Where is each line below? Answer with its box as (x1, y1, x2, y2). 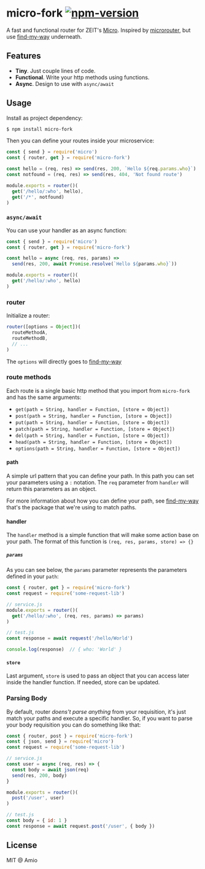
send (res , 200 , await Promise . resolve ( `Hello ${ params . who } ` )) (12, 261, 177, 267)
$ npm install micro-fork (6, 126, 72, 132)
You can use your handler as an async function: (6, 226, 127, 234)
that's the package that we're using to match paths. (6, 504, 137, 511)
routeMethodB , (12, 335, 48, 341)
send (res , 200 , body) (12, 772, 68, 779)
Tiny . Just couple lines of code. (15, 67, 96, 74)
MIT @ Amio (6, 856, 38, 863)
